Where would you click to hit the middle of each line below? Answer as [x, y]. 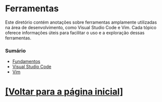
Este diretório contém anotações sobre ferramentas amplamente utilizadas [81, 22]
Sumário [16, 51]
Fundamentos [26, 62]
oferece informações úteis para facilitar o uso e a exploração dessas [75, 33]
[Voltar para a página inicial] [64, 92]
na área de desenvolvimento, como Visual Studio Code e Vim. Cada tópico [81, 27]
